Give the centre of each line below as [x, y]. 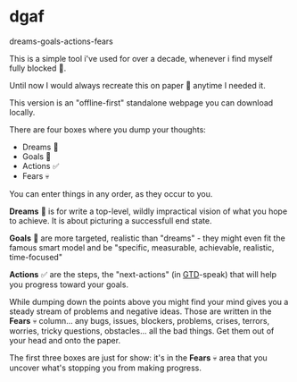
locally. [22, 112]
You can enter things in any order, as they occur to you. [111, 193]
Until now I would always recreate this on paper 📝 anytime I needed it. [137, 85]
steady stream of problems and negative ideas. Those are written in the [140, 311]
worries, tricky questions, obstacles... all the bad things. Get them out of [142, 331]
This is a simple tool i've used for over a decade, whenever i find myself [141, 58]
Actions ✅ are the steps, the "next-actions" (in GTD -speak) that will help [143, 274]
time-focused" [36, 257]
